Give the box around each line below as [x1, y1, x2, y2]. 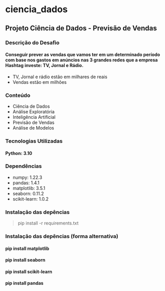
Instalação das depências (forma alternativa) [5, 233, 118, 240]
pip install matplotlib [5, 245, 50, 251]
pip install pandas [5, 280, 44, 286]
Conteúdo [5, 91, 30, 99]
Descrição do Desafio [5, 39, 60, 46]
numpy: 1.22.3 [12, 174, 42, 180]
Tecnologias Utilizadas [5, 137, 63, 144]
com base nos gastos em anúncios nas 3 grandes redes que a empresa [5, 57, 158, 63]
